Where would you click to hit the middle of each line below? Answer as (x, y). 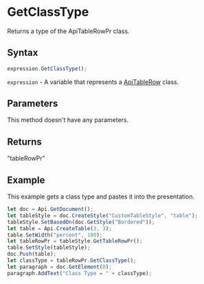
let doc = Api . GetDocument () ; (50, 210)
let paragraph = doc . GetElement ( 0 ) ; (59, 267)
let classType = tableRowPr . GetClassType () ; (72, 261)
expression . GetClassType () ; (47, 69)
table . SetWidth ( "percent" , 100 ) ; (55, 235)
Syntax (23, 53)
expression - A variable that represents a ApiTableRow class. (93, 82)
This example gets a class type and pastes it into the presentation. (101, 196)
